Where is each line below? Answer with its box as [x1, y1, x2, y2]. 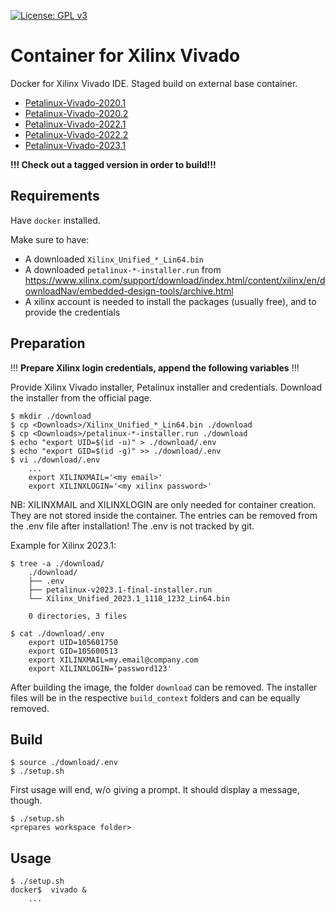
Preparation [10, 335, 86, 352]
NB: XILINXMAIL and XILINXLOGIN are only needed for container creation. [10, 498, 317, 510]
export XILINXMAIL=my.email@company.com [28, 655, 199, 665]
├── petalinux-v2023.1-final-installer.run [28, 585, 213, 595]
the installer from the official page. [10, 391, 152, 404]
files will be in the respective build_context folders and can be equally [10, 691, 301, 704]
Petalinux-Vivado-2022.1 [24, 118, 127, 130]
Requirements [10, 188, 100, 205]
